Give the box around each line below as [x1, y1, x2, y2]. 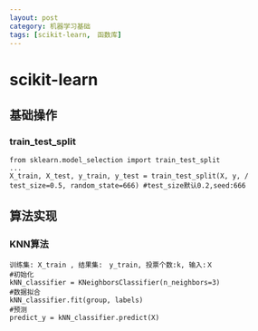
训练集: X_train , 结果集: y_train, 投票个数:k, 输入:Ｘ [9, 260, 214, 269]
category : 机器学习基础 [9, 22, 91, 31]
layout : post [9, 13, 59, 23]
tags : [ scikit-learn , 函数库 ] [9, 30, 122, 39]
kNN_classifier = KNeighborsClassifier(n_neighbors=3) [9, 277, 221, 287]
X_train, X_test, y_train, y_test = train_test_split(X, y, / [9, 171, 249, 181]
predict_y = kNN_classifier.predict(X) [9, 313, 160, 322]
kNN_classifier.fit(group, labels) [9, 296, 144, 305]
